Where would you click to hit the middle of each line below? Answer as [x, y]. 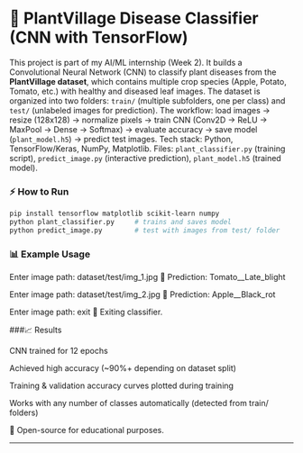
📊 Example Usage [50, 254]
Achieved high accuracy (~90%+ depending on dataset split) [123, 368]
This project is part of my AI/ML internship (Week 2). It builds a [126, 62]
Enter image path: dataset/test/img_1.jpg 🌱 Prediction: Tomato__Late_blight [147, 277]
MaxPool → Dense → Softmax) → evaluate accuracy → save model [133, 129]
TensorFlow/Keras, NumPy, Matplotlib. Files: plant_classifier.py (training [147, 149]
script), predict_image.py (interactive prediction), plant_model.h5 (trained [145, 158]
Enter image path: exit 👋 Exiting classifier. [86, 312]
